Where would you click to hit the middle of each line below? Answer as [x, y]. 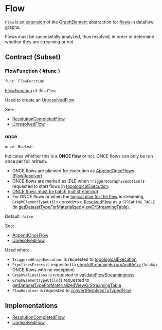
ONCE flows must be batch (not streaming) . [56, 191]
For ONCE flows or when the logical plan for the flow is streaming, [78, 196]
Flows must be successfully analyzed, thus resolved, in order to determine [80, 37]
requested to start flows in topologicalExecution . [61, 186]
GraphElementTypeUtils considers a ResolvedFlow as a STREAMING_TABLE [83, 202]
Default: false [19, 216]
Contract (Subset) [33, 57]
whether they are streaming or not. [40, 41]
